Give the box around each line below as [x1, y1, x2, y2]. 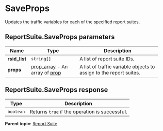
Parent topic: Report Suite [5, 120, 58, 126]
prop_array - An [31, 63, 68, 70]
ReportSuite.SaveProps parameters [5, 33, 115, 41]
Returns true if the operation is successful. [30, 108, 128, 115]
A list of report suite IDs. [79, 55, 134, 62]
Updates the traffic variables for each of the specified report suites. [5, 19, 140, 25]
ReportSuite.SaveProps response [5, 86, 108, 94]
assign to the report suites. [79, 69, 141, 76]
